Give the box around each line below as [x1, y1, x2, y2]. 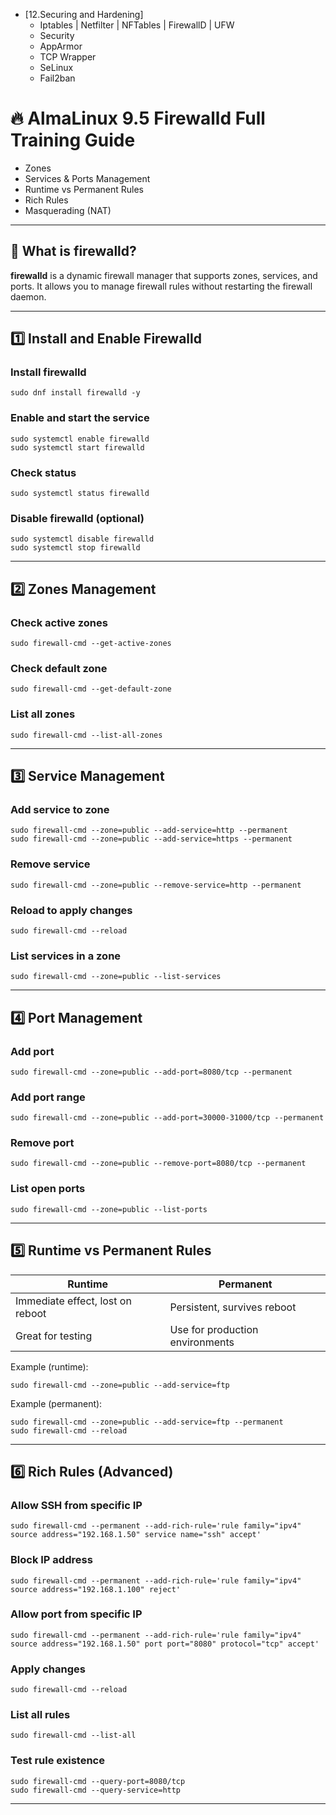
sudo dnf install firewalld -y [10, 388, 141, 398]
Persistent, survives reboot [169, 1300, 297, 1314]
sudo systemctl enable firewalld [10, 434, 150, 444]
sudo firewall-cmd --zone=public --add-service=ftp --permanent [10, 1417, 284, 1427]
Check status [10, 465, 77, 479]
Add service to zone [10, 802, 110, 816]
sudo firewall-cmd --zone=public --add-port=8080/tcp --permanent [10, 1067, 293, 1077]
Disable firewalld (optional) [10, 511, 145, 525]
